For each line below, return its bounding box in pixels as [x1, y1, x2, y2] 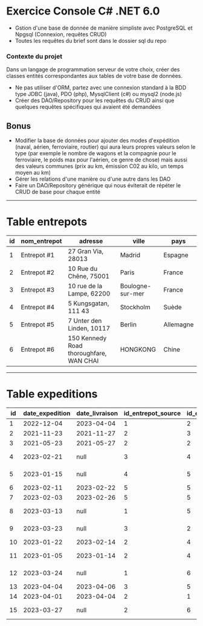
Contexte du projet [6, 52, 62, 60]
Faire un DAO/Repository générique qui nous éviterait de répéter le [14, 182, 181, 189]
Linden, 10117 [68, 324, 111, 332]
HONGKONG [120, 345, 156, 353]
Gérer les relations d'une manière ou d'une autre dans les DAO [14, 175, 171, 182]
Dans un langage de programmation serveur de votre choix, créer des [6, 66, 180, 73]
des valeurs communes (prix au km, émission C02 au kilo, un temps [14, 163, 184, 170]
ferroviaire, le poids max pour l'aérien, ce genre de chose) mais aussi [14, 156, 187, 164]
